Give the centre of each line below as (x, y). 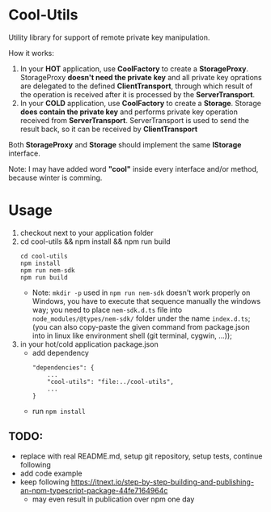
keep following (44, 482)
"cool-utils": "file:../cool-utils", (110, 382)
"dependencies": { (63, 367)
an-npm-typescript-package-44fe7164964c (94, 490)
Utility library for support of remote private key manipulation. (109, 37)
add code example (51, 473)
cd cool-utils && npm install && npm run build (95, 241)
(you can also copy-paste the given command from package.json (141, 326)
